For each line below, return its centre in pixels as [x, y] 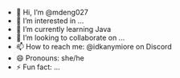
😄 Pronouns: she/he [50, 58]
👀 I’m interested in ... [50, 21]
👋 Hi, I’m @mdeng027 [52, 12]
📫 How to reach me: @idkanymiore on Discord [94, 47]
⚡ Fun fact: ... [38, 67]
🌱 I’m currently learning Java [63, 29]
